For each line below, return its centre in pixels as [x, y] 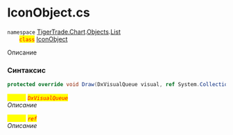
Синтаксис [27, 70]
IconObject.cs [49, 13]
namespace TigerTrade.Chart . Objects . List [64, 32]
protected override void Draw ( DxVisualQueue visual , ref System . [103, 85]
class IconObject [43, 39]
